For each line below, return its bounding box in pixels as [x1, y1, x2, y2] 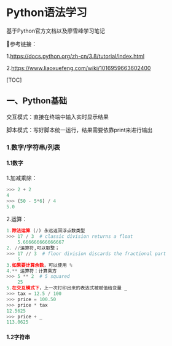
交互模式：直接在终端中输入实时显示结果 [6, 113, 109, 120]
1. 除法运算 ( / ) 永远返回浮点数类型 [6, 228, 85, 234]
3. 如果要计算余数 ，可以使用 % [6, 262, 72, 268]
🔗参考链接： [6, 40, 37, 47]
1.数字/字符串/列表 [6, 143, 60, 151]
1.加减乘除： [6, 174, 37, 181]
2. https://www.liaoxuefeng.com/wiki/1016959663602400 [6, 64, 151, 71]
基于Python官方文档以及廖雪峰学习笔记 [6, 27, 106, 34]
